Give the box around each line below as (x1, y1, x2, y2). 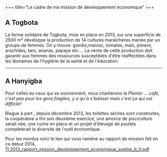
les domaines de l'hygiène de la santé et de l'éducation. (5, 58, 119, 64)
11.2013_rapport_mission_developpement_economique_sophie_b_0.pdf (5, 146, 150, 152)
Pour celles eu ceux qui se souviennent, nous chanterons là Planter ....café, (5, 90, 160, 96)
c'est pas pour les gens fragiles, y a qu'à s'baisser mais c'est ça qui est (5, 95, 153, 101)
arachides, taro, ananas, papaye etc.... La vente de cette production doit (5, 47, 153, 53)
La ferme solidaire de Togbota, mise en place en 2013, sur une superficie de (5, 32, 161, 38)
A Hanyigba (5, 77, 42, 86)
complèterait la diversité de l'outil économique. (5, 126, 101, 132)
